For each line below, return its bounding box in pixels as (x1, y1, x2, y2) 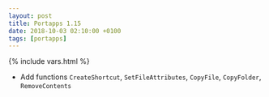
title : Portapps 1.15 (8, 19, 82, 27)
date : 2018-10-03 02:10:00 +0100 (8, 27, 122, 35)
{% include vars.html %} (8, 57, 91, 66)
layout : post (8, 11, 53, 20)
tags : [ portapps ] (8, 34, 67, 43)
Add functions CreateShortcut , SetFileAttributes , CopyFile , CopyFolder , (19, 72, 262, 82)
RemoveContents (19, 82, 72, 91)
